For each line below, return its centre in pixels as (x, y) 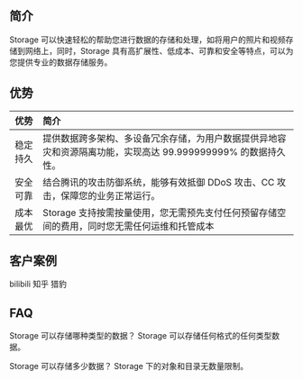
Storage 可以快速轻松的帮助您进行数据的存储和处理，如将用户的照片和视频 (147, 40)
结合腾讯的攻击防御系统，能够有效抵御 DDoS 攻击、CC (159, 182)
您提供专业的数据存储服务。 (61, 62)
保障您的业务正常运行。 (110, 195)
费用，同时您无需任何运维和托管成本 (138, 226)
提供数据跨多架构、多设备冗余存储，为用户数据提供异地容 (165, 138)
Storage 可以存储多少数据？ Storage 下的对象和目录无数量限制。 (129, 366)
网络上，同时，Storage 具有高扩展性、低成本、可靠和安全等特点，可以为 (159, 50)
